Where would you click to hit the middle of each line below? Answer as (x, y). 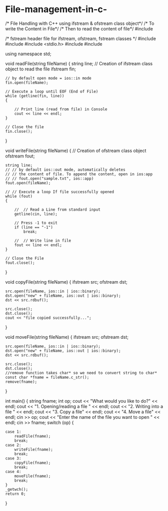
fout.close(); (20, 263)
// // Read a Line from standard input (57, 209)
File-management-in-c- (56, 9)
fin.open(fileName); (27, 83)
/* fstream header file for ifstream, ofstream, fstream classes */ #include (81, 38)
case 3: (13, 458)
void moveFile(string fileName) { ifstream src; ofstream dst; (67, 337)
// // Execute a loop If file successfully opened (60, 192)
